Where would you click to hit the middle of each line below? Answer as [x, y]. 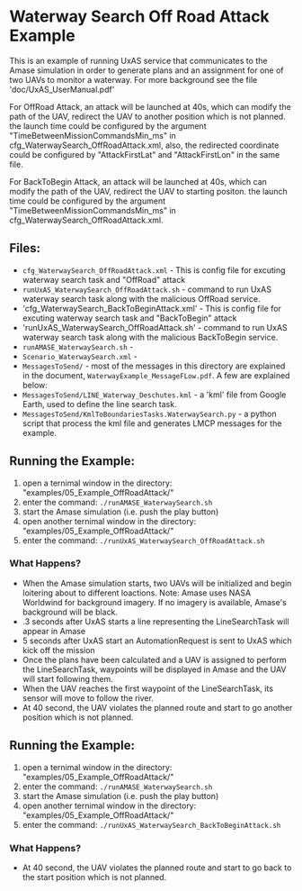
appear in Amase [54, 631]
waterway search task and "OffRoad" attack [104, 279]
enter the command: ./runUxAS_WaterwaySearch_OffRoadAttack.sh [143, 540]
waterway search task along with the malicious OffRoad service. [141, 298]
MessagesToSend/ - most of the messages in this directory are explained [154, 366]
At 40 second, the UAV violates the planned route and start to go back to [157, 868]
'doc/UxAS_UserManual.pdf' [62, 89]
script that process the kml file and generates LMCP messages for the [152, 423]
